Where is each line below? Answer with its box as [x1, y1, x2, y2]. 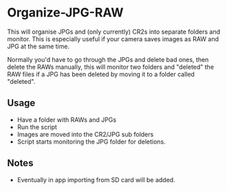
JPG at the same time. [7, 42, 70, 50]
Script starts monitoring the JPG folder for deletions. [17, 137, 166, 146]
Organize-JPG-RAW [7, 5, 124, 21]
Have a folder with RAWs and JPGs [17, 115, 117, 124]
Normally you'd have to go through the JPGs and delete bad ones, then [7, 55, 209, 63]
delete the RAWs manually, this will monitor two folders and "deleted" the [7, 63, 215, 71]
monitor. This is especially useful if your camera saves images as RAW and [7, 34, 219, 43]
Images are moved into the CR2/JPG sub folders [17, 130, 154, 138]
